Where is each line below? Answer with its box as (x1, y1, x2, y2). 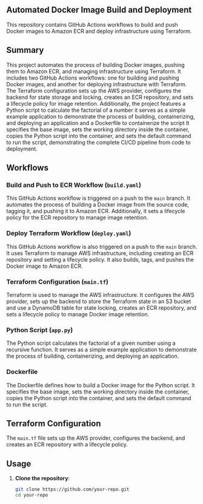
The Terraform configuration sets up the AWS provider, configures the (6, 87, 182, 94)
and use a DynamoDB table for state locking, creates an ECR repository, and (6, 304, 197, 312)
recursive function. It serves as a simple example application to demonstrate (6, 346, 197, 353)
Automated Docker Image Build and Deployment (6, 5, 192, 15)
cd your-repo (15, 492, 48, 498)
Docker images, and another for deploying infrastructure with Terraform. (6, 80, 187, 87)
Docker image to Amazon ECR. (6, 262, 83, 270)
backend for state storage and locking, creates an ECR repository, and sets (6, 94, 194, 101)
